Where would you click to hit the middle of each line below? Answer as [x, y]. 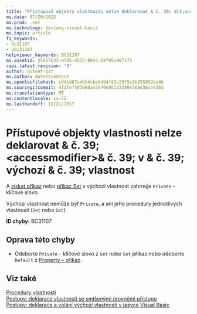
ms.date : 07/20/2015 [31, 17]
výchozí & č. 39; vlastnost [70, 170]
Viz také [21, 278]
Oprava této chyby [40, 239]
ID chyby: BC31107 [29, 221]
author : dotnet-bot [30, 71]
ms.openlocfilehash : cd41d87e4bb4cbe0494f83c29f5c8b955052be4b [85, 82]
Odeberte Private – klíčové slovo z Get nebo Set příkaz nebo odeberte [99, 254]
